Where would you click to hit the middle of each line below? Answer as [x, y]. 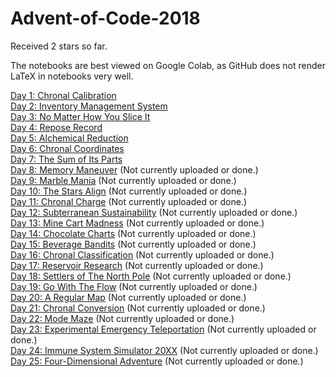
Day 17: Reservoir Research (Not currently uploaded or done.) [137, 265]
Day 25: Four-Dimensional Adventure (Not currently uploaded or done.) [157, 361]
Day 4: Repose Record [56, 127]
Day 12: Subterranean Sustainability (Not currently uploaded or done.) [154, 212]
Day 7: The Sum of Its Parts [66, 159]
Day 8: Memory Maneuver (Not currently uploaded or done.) [134, 169]
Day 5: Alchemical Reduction [69, 138]
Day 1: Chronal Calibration [63, 95]
